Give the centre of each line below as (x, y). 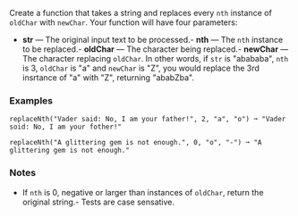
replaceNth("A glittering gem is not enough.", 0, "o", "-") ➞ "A (136, 143)
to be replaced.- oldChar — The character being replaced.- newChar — (155, 49)
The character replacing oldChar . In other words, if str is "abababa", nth (155, 58)
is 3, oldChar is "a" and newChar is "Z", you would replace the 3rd (140, 68)
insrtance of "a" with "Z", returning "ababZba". (108, 78)
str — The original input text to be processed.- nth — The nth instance (153, 40)
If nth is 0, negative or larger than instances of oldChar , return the (143, 192)
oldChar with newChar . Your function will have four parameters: (123, 22)
